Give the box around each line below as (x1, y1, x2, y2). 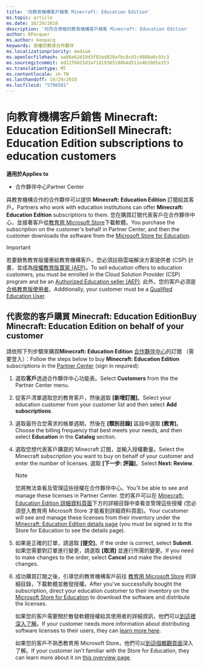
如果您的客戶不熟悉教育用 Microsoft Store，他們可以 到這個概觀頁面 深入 (15, 639, 194, 646)
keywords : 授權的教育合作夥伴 (6, 43, 75, 49)
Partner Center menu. (15, 381, 70, 388)
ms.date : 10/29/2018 (6, 20, 59, 26)
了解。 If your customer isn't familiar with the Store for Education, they (15, 647, 190, 654)
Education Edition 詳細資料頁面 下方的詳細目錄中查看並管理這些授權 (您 (15, 499, 191, 507)
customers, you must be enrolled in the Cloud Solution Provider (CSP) (6, 271, 181, 278)
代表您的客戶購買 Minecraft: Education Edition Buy (6, 311, 197, 322)
